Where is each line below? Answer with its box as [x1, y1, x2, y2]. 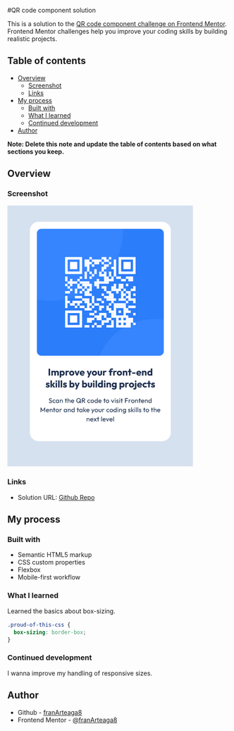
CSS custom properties [17, 558, 86, 567]
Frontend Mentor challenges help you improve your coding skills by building [7, 27, 228, 35]
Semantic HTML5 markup [17, 551, 92, 559]
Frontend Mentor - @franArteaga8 [17, 715, 118, 724]
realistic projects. [7, 35, 58, 43]
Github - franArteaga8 [17, 708, 82, 716]
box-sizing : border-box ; [13, 629, 87, 636]
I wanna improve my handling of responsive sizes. [7, 669, 153, 677]
